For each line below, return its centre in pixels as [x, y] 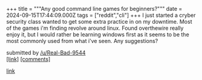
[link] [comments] [28, 59]
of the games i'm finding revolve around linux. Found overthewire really [95, 28]
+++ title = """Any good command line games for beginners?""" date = [94, 9]
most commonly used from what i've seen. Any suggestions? [82, 41]
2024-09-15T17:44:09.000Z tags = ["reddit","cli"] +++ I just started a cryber [101, 15]
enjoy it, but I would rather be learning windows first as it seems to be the [98, 35]
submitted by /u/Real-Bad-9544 [46, 53]
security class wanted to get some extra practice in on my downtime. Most [99, 22]
